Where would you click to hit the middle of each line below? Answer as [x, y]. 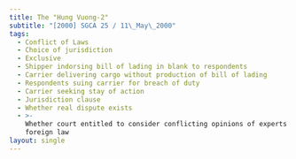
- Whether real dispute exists [75, 108]
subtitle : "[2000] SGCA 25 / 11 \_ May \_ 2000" [93, 26]
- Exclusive [39, 58]
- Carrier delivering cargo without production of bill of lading [142, 75]
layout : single [37, 140]
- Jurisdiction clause [59, 99]
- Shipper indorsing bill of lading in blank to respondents [132, 67]
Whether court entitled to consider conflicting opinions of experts [156, 125]
